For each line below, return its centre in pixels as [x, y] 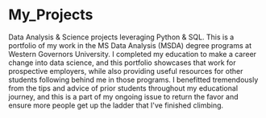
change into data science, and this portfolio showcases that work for [122, 63]
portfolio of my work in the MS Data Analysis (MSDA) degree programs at [130, 45]
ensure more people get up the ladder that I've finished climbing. [116, 105]
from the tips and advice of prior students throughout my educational [123, 88]
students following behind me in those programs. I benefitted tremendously [133, 79]
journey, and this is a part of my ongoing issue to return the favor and [124, 96]
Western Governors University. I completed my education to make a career [132, 54]
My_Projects [51, 15]
